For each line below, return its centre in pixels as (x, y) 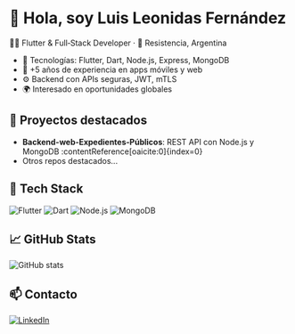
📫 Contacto (43, 294)
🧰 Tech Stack (46, 189)
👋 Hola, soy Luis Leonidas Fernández (148, 18)
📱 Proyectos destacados (78, 121)
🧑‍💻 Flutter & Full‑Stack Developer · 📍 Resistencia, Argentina (118, 43)
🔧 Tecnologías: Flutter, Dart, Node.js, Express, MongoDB (126, 60)
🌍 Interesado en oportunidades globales (97, 89)
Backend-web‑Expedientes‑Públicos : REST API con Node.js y (138, 142)
